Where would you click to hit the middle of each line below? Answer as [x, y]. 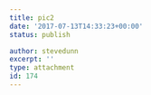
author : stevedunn [44, 51]
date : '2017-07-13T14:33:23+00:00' [76, 26]
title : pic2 [32, 18]
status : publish [40, 34]
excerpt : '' [32, 60]
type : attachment [42, 68]
